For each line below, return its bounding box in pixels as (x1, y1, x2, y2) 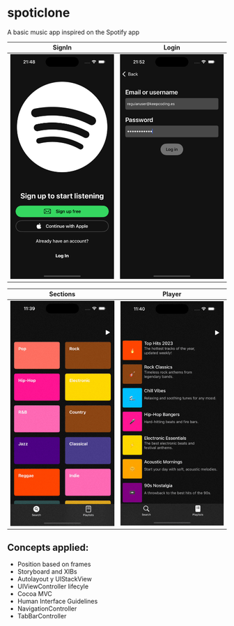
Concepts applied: (7, 542, 89, 554)
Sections (49, 290, 76, 298)
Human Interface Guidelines (17, 597, 98, 606)
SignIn (52, 43, 72, 52)
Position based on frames (17, 560, 91, 569)
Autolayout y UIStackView (17, 575, 92, 583)
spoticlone (7, 5, 70, 21)
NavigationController (17, 604, 77, 613)
